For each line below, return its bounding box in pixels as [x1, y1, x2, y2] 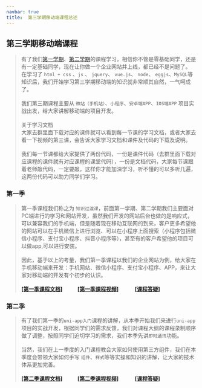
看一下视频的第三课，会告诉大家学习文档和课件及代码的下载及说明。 [21, 137, 191, 144]
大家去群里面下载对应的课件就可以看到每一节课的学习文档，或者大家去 [21, 129, 197, 136]
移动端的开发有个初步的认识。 [31, 271, 106, 279]
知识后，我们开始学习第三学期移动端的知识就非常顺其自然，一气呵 [21, 78, 186, 85]
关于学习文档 [21, 121, 53, 129]
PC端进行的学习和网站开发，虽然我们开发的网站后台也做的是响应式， [21, 212, 193, 219]
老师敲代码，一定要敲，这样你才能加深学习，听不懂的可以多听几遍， [26, 166, 197, 173]
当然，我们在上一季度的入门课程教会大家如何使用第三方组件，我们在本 [21, 346, 197, 353]
